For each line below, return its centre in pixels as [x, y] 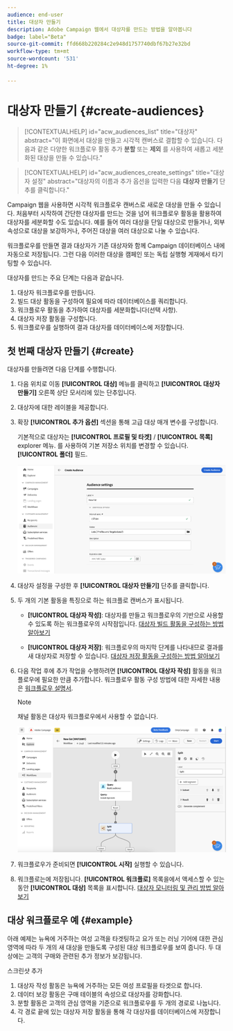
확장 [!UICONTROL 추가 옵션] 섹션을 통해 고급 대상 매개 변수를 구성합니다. [118, 422]
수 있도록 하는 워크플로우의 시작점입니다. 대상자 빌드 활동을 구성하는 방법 [126, 623]
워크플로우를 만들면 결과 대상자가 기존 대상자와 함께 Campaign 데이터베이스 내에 [116, 245]
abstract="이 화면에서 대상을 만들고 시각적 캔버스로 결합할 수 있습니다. [120, 140]
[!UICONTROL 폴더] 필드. [52, 454]
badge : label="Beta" [37, 37]
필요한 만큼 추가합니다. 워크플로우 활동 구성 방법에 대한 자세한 [124, 679]
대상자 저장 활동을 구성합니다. [57, 318]
